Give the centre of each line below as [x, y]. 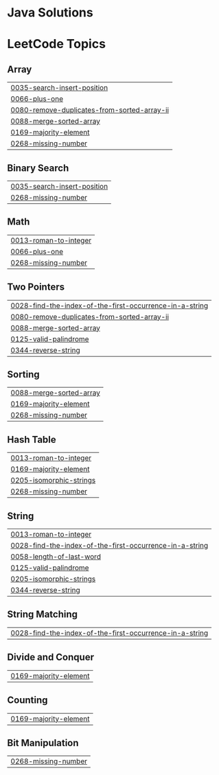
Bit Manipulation [43, 743]
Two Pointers [36, 287]
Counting [27, 701]
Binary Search [38, 168]
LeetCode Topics [57, 44]
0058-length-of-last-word [56, 557]
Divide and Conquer [51, 657]
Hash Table [32, 440]
